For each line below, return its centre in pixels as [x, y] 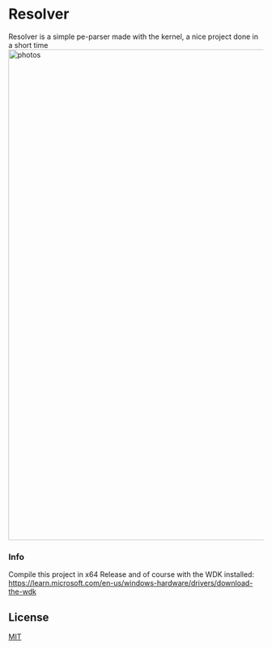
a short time [28, 45]
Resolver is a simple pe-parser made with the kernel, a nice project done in [134, 36]
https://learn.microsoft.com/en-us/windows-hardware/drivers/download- [131, 583]
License [29, 617]
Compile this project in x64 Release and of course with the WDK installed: [132, 574]
